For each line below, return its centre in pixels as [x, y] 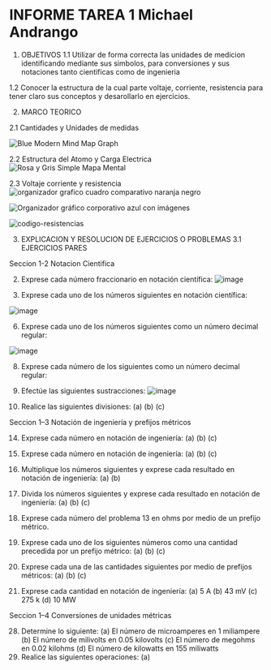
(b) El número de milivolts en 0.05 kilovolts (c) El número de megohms [138, 639]
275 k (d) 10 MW [48, 599]
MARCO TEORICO [51, 112]
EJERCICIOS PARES [54, 247]
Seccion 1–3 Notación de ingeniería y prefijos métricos [100, 422]
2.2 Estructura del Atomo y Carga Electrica [81, 159]
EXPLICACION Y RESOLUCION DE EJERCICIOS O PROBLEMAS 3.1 [131, 239]
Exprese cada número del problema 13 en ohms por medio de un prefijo [141, 518]
